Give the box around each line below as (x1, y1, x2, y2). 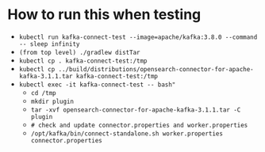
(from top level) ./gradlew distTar (18, 48, 140, 56)
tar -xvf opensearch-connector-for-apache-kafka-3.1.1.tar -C (30, 105, 241, 114)
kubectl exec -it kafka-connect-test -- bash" (18, 81, 176, 89)
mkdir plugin (30, 97, 75, 105)
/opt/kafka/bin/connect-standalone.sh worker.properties (30, 129, 224, 138)
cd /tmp (30, 89, 56, 97)
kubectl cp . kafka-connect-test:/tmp (18, 57, 148, 65)
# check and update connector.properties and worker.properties (30, 121, 248, 129)
